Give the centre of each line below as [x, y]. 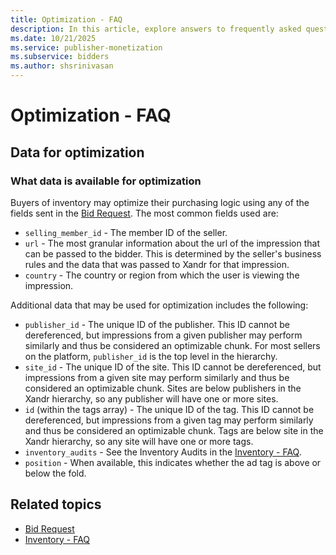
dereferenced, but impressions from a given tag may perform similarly [169, 420]
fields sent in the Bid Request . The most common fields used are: [144, 213]
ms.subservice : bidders [60, 57]
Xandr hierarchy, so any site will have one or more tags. [139, 441]
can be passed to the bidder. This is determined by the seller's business [173, 253]
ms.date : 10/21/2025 [53, 38]
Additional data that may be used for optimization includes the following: [159, 305]
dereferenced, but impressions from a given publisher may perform [163, 335]
